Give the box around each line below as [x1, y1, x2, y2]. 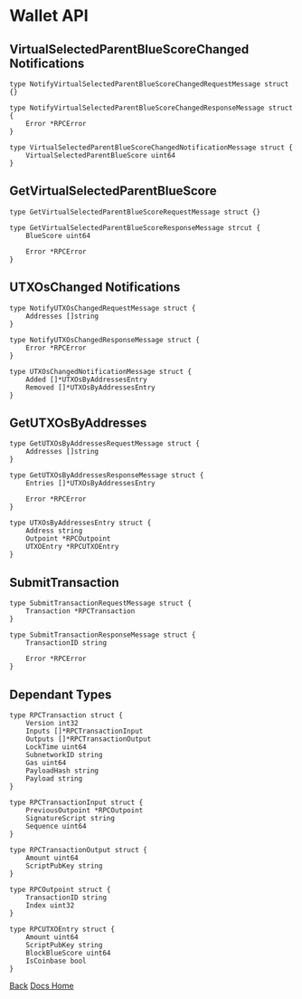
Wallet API [9, 5, 89, 26]
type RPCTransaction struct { [9, 711, 124, 720]
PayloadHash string [25, 766, 99, 775]
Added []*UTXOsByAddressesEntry [25, 375, 147, 384]
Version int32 [25, 719, 79, 728]
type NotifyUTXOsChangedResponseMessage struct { [9, 335, 201, 344]
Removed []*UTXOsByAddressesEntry [25, 382, 156, 392]
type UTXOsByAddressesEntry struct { [9, 518, 152, 528]
